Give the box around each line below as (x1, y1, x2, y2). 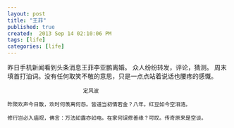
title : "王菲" (7, 17, 47, 24)
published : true (7, 23, 55, 30)
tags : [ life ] (7, 37, 46, 44)
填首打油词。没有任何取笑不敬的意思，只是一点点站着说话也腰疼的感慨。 (7, 72, 217, 80)
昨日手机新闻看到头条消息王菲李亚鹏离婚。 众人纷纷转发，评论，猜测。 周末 (7, 63, 227, 71)
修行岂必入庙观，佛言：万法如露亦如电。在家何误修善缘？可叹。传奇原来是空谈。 (7, 115, 207, 122)
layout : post (7, 10, 46, 18)
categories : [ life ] (7, 43, 65, 50)
